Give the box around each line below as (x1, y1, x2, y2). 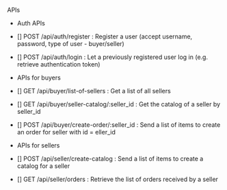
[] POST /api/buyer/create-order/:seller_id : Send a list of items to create (16, 121, 221, 129)
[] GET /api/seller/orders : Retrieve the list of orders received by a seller (16, 175, 219, 183)
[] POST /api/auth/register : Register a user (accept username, (16, 32, 193, 40)
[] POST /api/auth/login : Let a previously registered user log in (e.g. (16, 53, 209, 61)
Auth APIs (16, 19, 46, 27)
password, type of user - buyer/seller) (16, 40, 124, 47)
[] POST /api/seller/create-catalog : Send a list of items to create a (16, 154, 204, 163)
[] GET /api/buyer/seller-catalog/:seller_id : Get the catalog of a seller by (16, 100, 221, 108)
